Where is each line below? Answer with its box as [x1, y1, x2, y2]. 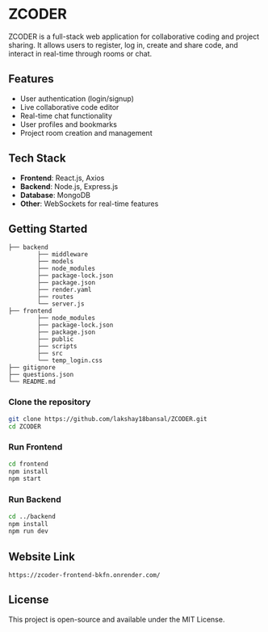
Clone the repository [8, 397, 91, 408]
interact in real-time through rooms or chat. [8, 48, 153, 58]
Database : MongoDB [19, 190, 91, 200]
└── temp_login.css [37, 356, 103, 364]
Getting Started [8, 221, 88, 235]
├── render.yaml [37, 286, 92, 294]
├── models [37, 258, 74, 266]
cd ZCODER [8, 422, 42, 431]
